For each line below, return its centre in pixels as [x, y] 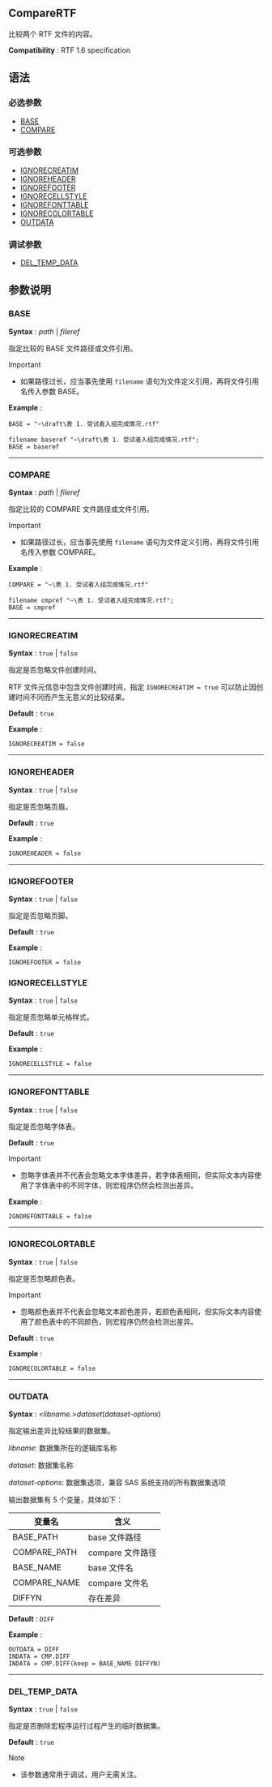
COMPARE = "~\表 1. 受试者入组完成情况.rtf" [79, 585]
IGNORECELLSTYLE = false [50, 1064]
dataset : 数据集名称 [41, 1465]
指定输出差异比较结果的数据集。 [62, 1431]
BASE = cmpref [32, 608]
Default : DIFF [32, 1619]
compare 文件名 [118, 1583]
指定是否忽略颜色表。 [44, 1278]
